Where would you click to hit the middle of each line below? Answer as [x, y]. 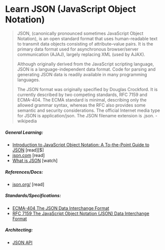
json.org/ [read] [28, 184]
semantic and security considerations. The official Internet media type [89, 110]
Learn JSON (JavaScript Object [71, 9]
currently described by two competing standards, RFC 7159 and [82, 95]
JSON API [22, 242]
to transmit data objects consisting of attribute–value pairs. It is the [85, 44]
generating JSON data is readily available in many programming [82, 74]
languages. [29, 80]
